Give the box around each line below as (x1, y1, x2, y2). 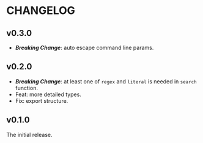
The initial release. (6, 131, 53, 138)
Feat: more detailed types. (15, 91, 81, 98)
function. (15, 84, 39, 91)
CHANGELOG (6, 4, 75, 18)
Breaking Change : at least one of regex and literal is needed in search (15, 77, 197, 85)
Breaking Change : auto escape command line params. (15, 44, 154, 51)
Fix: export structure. (15, 97, 68, 104)
